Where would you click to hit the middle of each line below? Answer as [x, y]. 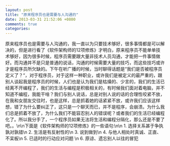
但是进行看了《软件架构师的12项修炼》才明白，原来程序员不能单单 [87, 50]
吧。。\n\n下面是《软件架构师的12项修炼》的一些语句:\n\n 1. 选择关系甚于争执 [84, 126]
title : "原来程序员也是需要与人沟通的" [42, 15]
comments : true [21, 24]
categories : [18, 29]
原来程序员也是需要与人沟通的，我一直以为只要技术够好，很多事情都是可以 [83, 44]
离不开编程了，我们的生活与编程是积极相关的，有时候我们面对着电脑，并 [85, 88]
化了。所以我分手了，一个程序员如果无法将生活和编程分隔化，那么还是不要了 [85, 120]
